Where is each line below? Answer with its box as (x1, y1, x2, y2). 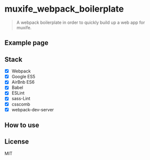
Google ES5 (11, 74, 35, 80)
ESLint (11, 90, 25, 96)
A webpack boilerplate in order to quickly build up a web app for (16, 19, 145, 25)
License (4, 138, 29, 146)
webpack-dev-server (11, 107, 54, 112)
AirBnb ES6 (11, 79, 35, 85)
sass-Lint (11, 96, 31, 102)
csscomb (11, 101, 30, 107)
